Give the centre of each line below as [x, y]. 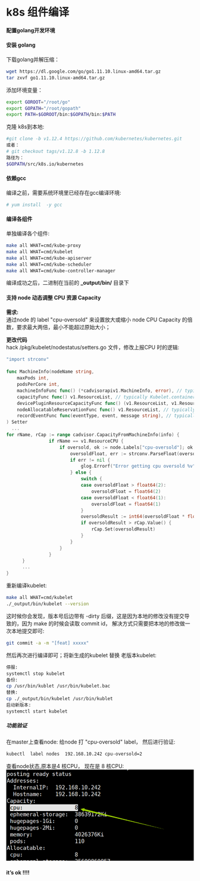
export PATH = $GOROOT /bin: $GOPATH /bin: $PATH [61, 115]
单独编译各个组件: [28, 234]
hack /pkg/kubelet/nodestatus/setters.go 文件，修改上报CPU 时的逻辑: [93, 347]
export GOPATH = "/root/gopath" [44, 108]
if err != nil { [90, 460]
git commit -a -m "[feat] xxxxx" [48, 643]
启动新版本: [19, 705]
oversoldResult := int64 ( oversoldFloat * [133, 517]
